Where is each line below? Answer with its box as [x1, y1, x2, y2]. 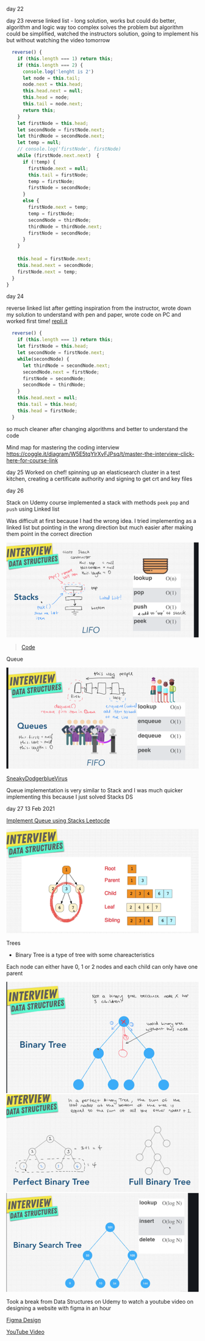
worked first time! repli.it [6, 318, 68, 325]
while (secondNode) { [17, 356, 70, 362]
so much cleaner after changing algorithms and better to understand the [6, 425, 188, 432]
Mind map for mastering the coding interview [6, 443, 120, 451]
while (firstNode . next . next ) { [17, 152, 99, 159]
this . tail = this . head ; [17, 401, 78, 407]
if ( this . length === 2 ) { [17, 62, 84, 68]
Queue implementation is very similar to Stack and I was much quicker [6, 786, 183, 794]
